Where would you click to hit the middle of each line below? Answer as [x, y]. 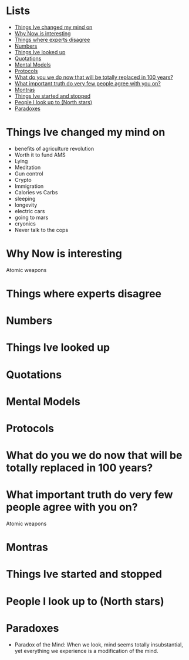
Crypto [23, 180]
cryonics [25, 223]
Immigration [29, 186]
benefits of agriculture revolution [54, 148]
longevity [26, 205]
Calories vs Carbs [36, 192]
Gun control [29, 173]
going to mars [31, 217]
